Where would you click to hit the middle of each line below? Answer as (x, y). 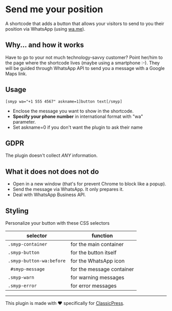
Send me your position (54, 9)
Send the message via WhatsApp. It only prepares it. (68, 189)
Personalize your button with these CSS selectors (58, 223)
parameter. (24, 122)
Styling (17, 211)
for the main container (97, 244)
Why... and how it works (45, 45)
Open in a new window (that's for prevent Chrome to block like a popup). (89, 184)
